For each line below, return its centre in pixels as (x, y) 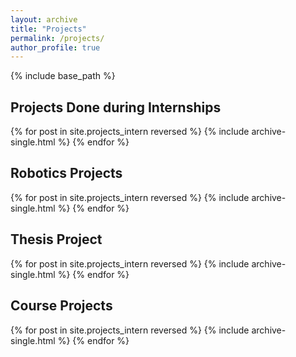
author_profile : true (55, 47)
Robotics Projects (66, 173)
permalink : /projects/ (57, 38)
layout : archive (44, 19)
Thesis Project (56, 239)
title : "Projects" (48, 29)
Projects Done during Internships (116, 107)
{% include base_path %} (63, 76)
